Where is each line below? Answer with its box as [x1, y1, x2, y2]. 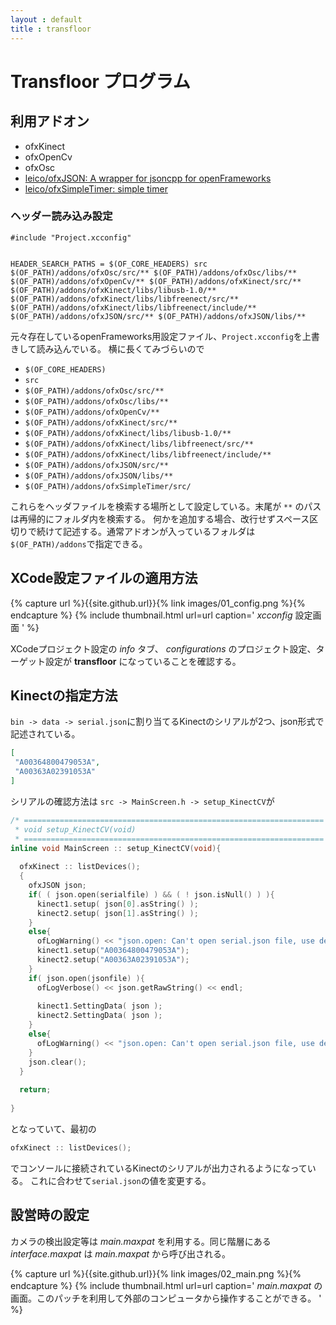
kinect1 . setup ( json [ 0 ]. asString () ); [36, 899, 199, 909]
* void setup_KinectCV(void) [14, 824, 137, 835]
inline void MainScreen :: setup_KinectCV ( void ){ [10, 843, 222, 853]
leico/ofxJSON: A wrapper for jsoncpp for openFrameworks [24, 172, 272, 184]
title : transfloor [10, 24, 92, 34]
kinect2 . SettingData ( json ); [36, 1011, 163, 1021]
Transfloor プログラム [10, 70, 191, 93]
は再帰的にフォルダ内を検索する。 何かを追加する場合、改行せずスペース [10, 512, 310, 525]
